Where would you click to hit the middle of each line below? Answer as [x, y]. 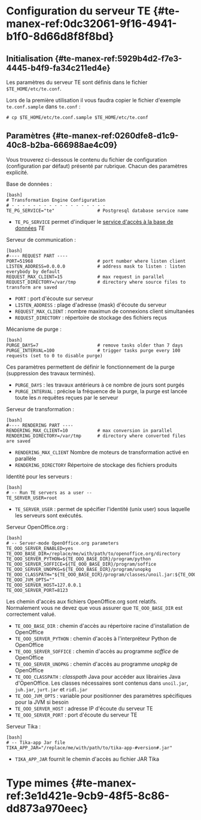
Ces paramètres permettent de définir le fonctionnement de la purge [91, 367]
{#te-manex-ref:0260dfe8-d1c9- [115, 136]
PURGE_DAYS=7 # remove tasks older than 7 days [95, 345]
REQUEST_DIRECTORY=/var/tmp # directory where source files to [96, 282]
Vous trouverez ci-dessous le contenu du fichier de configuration [87, 159]
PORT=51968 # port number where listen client [96, 261]
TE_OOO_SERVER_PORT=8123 [37, 590]
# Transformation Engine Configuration [56, 200]
